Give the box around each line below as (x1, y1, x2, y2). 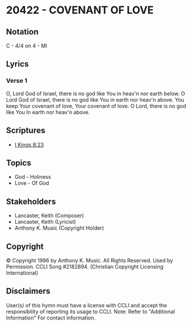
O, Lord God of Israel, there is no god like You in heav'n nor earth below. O (6, 90, 186, 97)
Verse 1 (6, 77, 28, 85)
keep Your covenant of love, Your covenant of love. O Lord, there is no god (6, 102, 186, 109)
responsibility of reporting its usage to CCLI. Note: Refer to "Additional (6, 308, 176, 315)
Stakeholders (6, 196, 56, 206)
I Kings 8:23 (14, 141, 44, 148)
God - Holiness (14, 174, 52, 181)
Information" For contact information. (6, 314, 96, 321)
